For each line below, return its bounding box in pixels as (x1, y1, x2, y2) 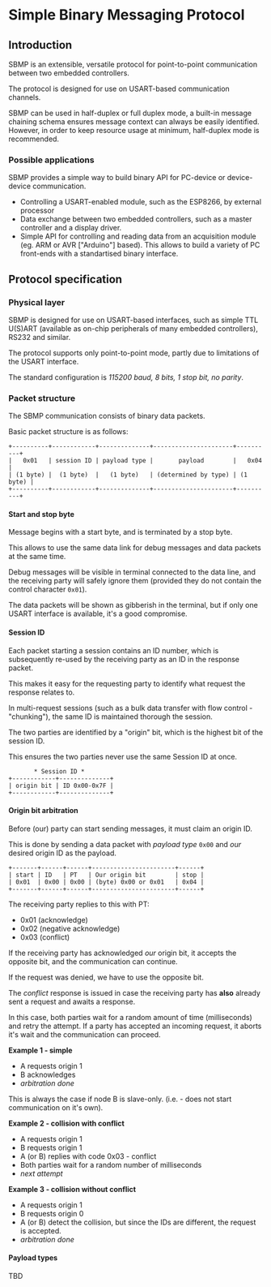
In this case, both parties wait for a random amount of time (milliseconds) (8, 1012, 252, 1022)
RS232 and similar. (8, 332, 71, 342)
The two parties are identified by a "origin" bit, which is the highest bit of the (8, 727, 264, 737)
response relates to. (8, 687, 75, 697)
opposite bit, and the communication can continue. (8, 956, 178, 966)
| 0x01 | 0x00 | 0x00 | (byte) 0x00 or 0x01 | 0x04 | (8, 878, 205, 886)
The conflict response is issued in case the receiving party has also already (8, 988, 261, 997)
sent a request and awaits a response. (8, 996, 136, 1006)
